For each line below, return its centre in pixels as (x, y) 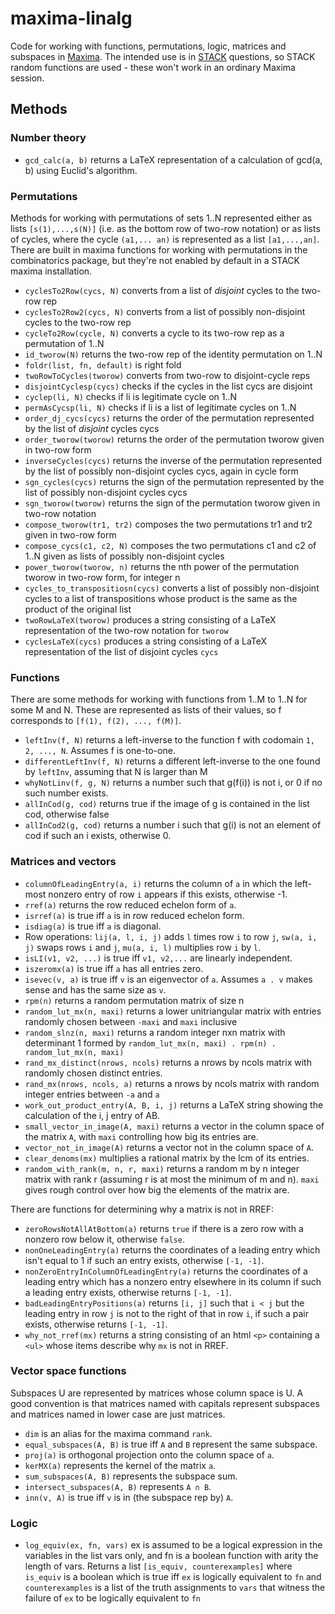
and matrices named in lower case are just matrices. (118, 1414)
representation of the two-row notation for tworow (126, 630)
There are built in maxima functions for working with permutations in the (159, 249)
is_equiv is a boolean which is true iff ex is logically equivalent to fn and (173, 1577)
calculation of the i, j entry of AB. (92, 1115)
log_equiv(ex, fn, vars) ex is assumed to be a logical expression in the (173, 1545)
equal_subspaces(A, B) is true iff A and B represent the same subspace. (171, 1444)
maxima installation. (51, 271)
